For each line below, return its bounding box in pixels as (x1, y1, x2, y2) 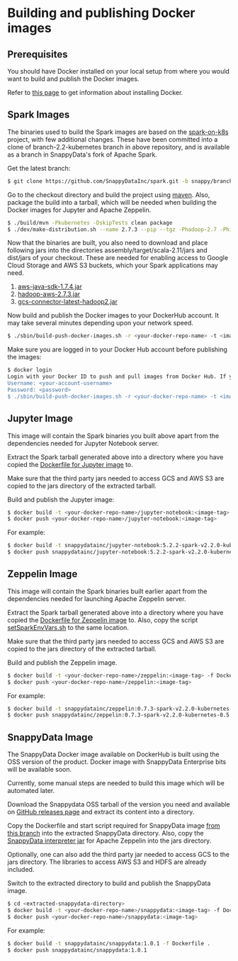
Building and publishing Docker (7, 5, 196, 21)
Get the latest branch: (7, 164, 71, 172)
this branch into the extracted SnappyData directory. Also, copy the (7, 829, 204, 838)
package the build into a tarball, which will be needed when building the (7, 198, 217, 206)
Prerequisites (7, 48, 68, 60)
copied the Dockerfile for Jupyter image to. (7, 460, 133, 468)
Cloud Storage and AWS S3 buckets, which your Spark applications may (7, 261, 218, 270)
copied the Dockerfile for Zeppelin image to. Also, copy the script (7, 615, 198, 624)
